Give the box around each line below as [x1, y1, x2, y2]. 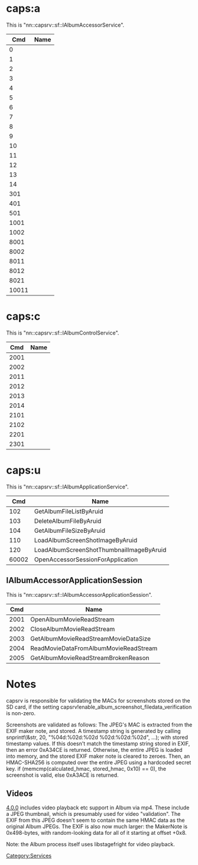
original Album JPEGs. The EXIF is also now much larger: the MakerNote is [6, 823, 188, 830]
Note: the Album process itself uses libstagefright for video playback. [6, 841, 176, 848]
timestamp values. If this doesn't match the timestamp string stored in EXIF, [6, 739, 190, 747]
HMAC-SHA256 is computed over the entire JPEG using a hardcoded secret [6, 758, 191, 766]
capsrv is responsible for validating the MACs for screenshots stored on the [6, 697, 190, 704]
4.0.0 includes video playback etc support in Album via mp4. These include [6, 804, 190, 811]
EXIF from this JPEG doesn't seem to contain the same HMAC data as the [6, 816, 185, 824]
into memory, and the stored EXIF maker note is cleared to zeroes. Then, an [6, 753, 190, 760]
